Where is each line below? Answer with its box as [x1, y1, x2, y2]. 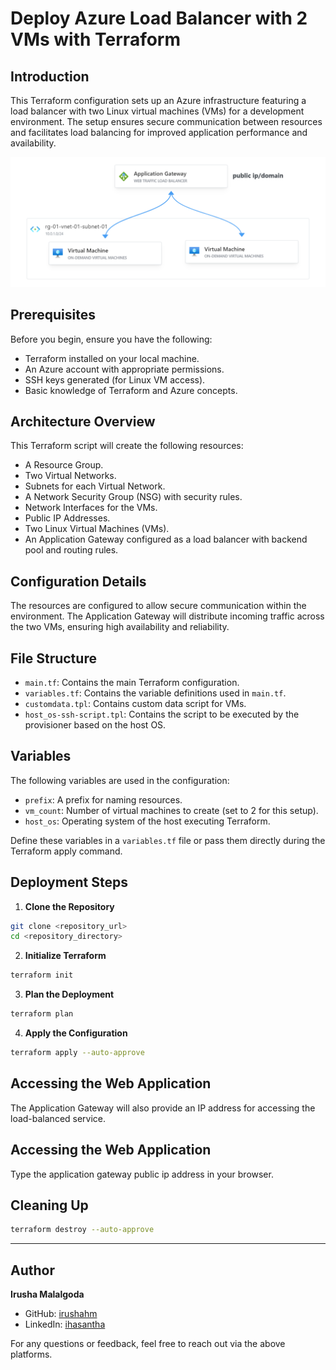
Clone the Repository [24, 900, 115, 912]
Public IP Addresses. [24, 512, 111, 524]
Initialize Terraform [24, 950, 107, 962]
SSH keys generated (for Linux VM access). [24, 373, 206, 386]
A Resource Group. [24, 459, 104, 471]
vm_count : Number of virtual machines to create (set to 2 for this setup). [24, 804, 319, 816]
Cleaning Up [10, 1197, 89, 1214]
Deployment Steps [10, 874, 128, 891]
